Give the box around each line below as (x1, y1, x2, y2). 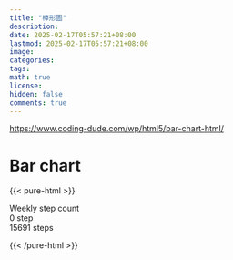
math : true (9, 73, 51, 82)
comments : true (9, 98, 67, 108)
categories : (9, 56, 55, 65)
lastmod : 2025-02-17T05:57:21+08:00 (9, 38, 148, 48)
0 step (9, 213, 34, 224)
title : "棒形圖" (9, 13, 67, 23)
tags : (9, 65, 30, 74)
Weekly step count (9, 203, 80, 214)
